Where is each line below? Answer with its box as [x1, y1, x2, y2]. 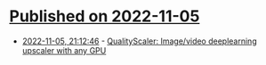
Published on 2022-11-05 [9, 6, 200, 27]
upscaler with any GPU [21, 45, 107, 55]
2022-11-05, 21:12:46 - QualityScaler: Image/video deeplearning [21, 36, 257, 46]
